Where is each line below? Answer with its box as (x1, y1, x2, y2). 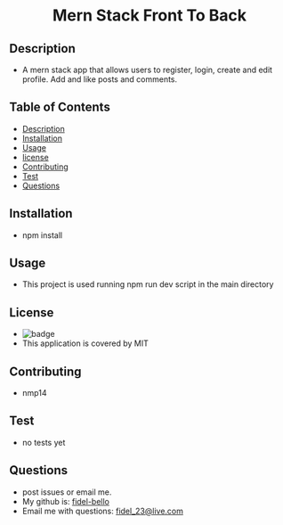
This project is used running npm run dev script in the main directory (21, 279, 274, 290)
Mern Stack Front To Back (52, 5, 247, 26)
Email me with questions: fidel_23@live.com (21, 505, 184, 516)
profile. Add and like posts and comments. (21, 74, 178, 85)
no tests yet (21, 437, 66, 447)
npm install (21, 229, 63, 241)
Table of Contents (9, 100, 111, 115)
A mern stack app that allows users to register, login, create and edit (21, 64, 273, 75)
